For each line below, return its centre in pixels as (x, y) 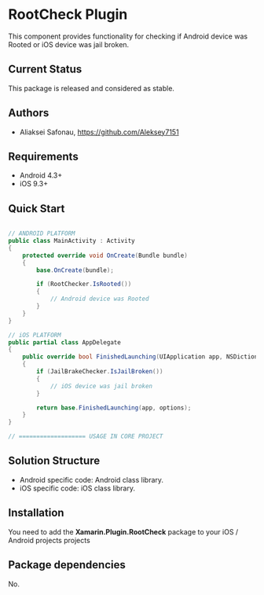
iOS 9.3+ (34, 184)
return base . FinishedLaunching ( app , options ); (114, 408)
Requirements (43, 156)
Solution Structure (54, 461)
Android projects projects (49, 540)
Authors (29, 113)
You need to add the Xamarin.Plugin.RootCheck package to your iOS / (123, 531)
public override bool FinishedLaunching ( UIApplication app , (123, 357)
